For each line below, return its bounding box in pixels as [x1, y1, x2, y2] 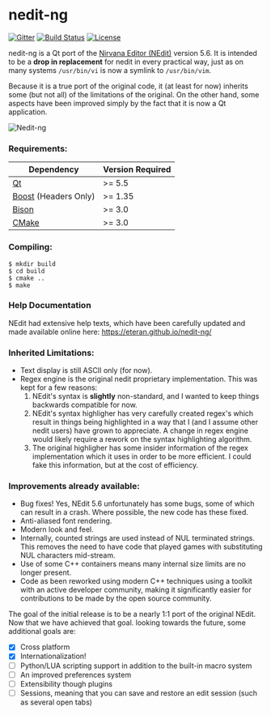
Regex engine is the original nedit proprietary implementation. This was [19, 375, 258, 384]
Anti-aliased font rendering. [19, 516, 112, 526]
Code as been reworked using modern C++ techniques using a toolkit [19, 576, 252, 586]
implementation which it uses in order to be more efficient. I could [32, 452, 252, 461]
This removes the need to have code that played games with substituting [19, 542, 263, 552]
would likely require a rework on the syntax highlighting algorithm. [32, 435, 252, 444]
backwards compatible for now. [32, 400, 138, 410]
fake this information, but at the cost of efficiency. [32, 460, 199, 470]
